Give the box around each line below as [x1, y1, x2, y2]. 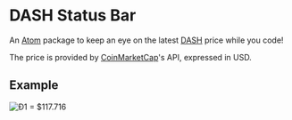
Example [9, 77, 59, 93]
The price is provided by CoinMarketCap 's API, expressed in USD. [9, 52, 252, 62]
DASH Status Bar [9, 5, 137, 26]
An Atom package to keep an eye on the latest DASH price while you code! [9, 35, 284, 45]
